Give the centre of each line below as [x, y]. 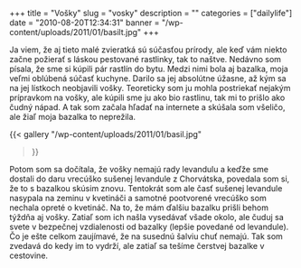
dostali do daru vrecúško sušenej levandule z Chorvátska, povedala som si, [150, 179]
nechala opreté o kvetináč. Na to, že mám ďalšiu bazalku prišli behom [139, 208]
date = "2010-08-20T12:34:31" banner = [85, 23]
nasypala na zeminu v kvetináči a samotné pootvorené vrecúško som [138, 198]
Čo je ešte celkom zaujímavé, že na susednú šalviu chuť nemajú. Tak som [146, 236]
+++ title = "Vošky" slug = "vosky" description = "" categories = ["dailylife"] [151, 13]
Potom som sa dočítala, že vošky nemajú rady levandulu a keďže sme [139, 169]
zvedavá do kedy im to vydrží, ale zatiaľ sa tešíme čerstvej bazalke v [137, 246]
